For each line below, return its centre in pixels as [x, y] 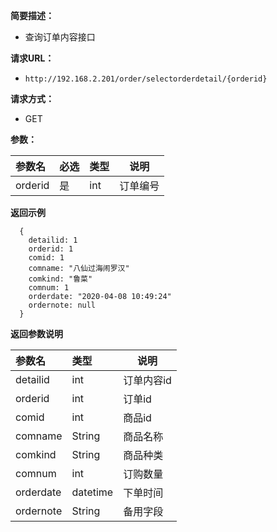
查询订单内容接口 [60, 37]
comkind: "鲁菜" [60, 279]
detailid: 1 [53, 240]
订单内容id [147, 380]
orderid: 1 [51, 249]
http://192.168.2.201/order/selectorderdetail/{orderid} [146, 79]
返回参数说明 [36, 333]
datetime [92, 492]
